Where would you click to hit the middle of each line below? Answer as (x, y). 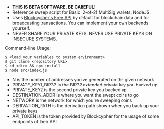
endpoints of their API (34, 121)
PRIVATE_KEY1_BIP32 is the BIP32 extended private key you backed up (85, 85)
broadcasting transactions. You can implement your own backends (80, 23)
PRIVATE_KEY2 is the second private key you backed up (69, 90)
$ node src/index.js (26, 70)
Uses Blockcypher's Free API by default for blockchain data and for (81, 18)
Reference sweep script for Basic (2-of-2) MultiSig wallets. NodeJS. (82, 12)
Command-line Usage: (28, 48)
